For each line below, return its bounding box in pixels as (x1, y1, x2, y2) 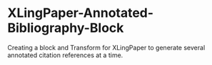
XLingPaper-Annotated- (7, 5, 154, 21)
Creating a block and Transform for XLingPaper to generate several (7, 43, 206, 52)
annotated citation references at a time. (7, 51, 123, 59)
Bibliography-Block (7, 20, 124, 36)
